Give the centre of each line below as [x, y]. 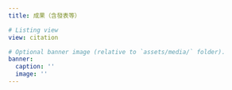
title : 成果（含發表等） [44, 16]
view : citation [33, 37]
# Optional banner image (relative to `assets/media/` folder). [117, 52]
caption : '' [35, 67]
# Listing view [33, 30]
